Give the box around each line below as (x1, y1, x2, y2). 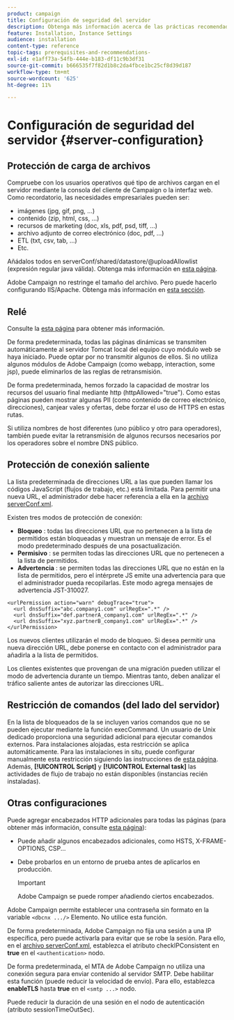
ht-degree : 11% (7, 82, 52, 88)
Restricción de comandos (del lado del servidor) (7, 700, 221, 711)
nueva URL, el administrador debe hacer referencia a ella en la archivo (7, 492, 209, 500)
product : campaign (7, 10, 61, 17)
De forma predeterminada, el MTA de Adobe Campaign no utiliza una (7, 962, 205, 971)
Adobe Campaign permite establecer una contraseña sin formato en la (7, 905, 209, 913)
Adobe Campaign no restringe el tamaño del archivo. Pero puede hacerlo (7, 278, 217, 286)
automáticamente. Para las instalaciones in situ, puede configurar (7, 747, 195, 756)
